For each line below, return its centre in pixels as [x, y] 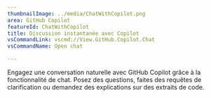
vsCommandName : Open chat [45, 46]
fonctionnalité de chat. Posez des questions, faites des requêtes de [104, 80]
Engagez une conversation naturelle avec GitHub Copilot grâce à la [104, 72]
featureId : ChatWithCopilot [48, 27]
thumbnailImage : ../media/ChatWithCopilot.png [76, 14]
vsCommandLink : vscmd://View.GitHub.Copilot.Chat [81, 40]
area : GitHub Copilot [39, 20]
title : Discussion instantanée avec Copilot [73, 33]
